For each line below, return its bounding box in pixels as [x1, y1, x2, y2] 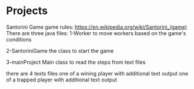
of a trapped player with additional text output [6, 76, 117, 83]
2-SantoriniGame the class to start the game [6, 47, 114, 54]
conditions [6, 36, 32, 43]
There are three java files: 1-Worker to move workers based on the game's [6, 29, 186, 36]
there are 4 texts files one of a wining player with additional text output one [6, 70, 189, 77]
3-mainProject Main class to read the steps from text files [6, 59, 146, 66]
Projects [6, 4, 48, 18]
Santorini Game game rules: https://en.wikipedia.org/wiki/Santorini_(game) [6, 23, 188, 30]
